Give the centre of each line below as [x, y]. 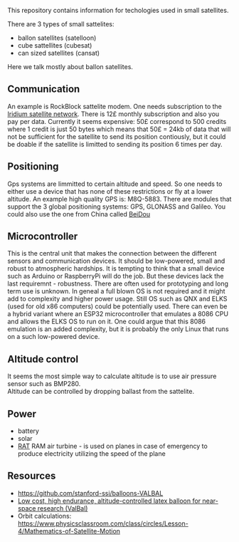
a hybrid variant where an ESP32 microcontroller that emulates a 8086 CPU [118, 314]
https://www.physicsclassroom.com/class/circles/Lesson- [103, 523]
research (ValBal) [63, 508]
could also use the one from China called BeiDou [79, 214]
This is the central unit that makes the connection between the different [112, 254]
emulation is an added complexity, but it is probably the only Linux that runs [118, 329]
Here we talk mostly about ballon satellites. [70, 67]
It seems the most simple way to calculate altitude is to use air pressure [112, 376]
